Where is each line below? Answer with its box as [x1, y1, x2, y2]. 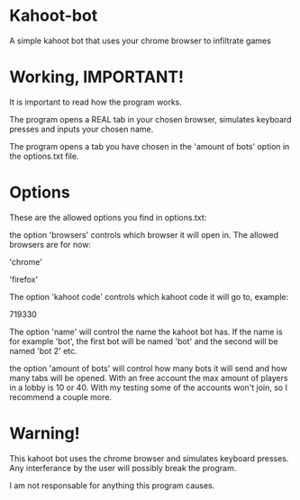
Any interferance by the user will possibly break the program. [9, 462, 237, 473]
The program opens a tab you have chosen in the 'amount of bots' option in [9, 141, 290, 151]
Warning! [9, 423, 80, 443]
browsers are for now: [9, 239, 92, 250]
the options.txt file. [9, 150, 79, 161]
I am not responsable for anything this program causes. [9, 479, 215, 491]
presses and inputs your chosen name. [9, 123, 154, 134]
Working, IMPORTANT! [9, 67, 185, 87]
